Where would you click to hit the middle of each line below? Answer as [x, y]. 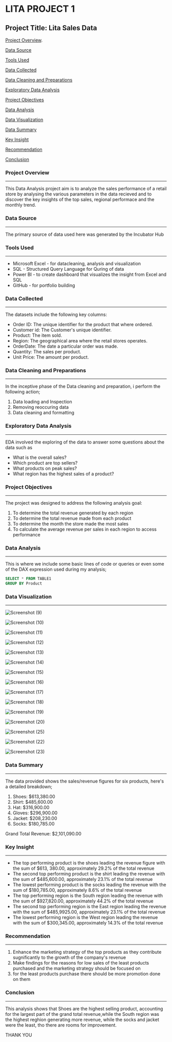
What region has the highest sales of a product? [63, 474]
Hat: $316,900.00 [31, 807]
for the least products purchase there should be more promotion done [87, 974]
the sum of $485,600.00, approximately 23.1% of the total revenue [83, 879]
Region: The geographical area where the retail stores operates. [80, 341]
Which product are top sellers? [45, 463]
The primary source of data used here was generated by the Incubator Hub [85, 234]
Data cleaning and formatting [44, 413]
